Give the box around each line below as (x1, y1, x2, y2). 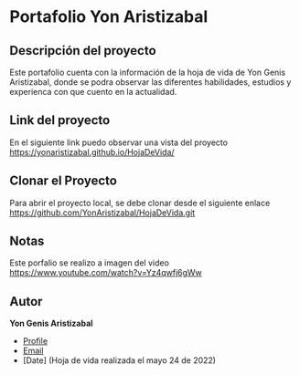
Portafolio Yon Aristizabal (9, 6, 209, 27)
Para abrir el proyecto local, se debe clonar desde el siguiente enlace (9, 197, 271, 208)
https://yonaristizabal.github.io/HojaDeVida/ (9, 146, 176, 157)
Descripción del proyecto (9, 43, 157, 58)
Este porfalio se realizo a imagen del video (9, 257, 169, 268)
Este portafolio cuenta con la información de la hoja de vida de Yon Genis (9, 67, 286, 78)
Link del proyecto (9, 112, 111, 129)
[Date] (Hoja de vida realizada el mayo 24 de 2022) (22, 355, 217, 366)
